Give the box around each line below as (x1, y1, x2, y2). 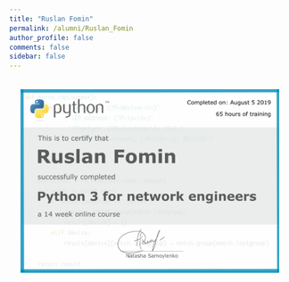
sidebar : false (9, 52, 66, 62)
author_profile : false (9, 33, 94, 42)
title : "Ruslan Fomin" (9, 14, 94, 23)
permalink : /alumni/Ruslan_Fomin (9, 23, 134, 33)
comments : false (9, 43, 70, 52)
